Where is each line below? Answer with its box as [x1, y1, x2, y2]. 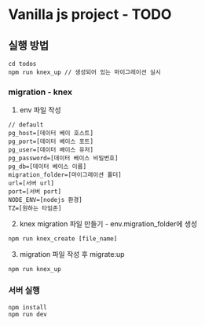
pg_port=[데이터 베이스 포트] [8, 137, 94, 146]
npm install [8, 303, 47, 311]
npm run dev [8, 310, 47, 318]
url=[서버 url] [8, 179, 55, 188]
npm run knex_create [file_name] [8, 235, 118, 243]
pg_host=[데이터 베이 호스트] [8, 130, 94, 137]
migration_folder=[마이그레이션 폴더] [8, 171, 122, 179]
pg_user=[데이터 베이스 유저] [8, 146, 94, 154]
